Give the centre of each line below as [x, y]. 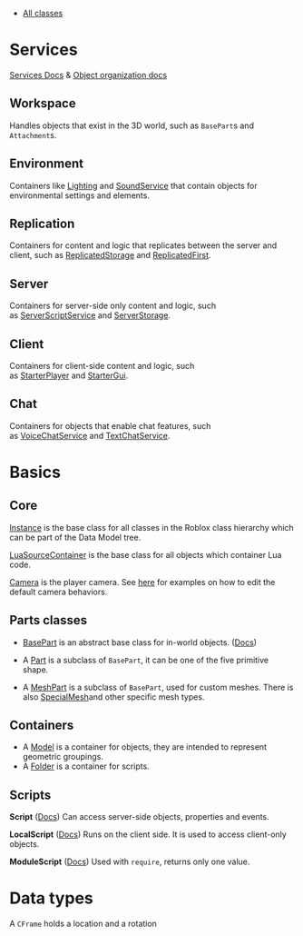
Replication [42, 223]
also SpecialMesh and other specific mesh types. [113, 697]
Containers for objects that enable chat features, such [110, 425]
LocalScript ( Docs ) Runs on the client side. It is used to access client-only [148, 834]
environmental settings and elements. [79, 195]
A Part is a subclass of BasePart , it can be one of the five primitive [146, 660]
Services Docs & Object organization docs [88, 75]
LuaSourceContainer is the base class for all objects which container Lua [146, 554]
